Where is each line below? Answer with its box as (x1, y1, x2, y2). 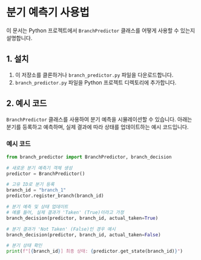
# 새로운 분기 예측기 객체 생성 (6, 165, 73, 171)
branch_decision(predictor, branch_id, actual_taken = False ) (6, 231, 162, 238)
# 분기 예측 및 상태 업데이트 (6, 204, 68, 210)
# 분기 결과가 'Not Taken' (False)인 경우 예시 (6, 226, 116, 232)
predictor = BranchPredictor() (6, 171, 85, 177)
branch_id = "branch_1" (6, 187, 67, 193)
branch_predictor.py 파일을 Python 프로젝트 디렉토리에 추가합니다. (15, 78, 177, 86)
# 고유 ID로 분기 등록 (6, 182, 54, 188)
